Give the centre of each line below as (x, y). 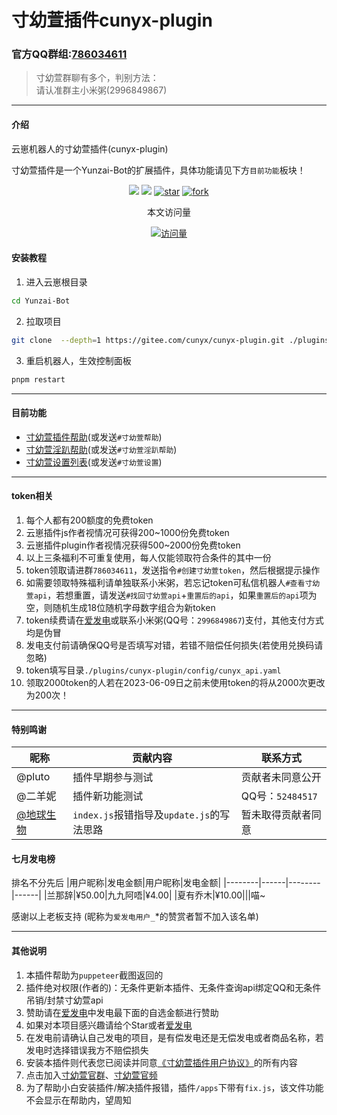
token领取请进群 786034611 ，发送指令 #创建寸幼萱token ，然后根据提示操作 (173, 570)
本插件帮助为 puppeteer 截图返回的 (94, 975)
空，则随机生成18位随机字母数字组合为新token (120, 607)
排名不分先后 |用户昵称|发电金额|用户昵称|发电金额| (116, 883)
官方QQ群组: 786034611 (69, 54)
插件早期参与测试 (113, 778)
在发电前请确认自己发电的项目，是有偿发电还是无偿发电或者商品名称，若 (174, 1037)
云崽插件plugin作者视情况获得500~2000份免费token (133, 545)
